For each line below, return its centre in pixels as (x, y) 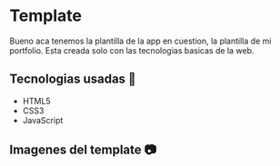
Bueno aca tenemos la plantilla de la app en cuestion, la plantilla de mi (140, 41)
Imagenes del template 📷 (83, 150)
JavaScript (43, 120)
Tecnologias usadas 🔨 (73, 79)
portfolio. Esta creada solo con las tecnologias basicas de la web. (132, 50)
